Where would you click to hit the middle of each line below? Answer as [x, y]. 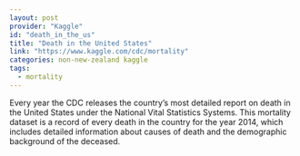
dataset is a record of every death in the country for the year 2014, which [146, 122]
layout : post [34, 18]
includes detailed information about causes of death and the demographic [148, 132]
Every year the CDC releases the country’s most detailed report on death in [150, 102]
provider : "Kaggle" [46, 26]
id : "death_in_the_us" [52, 34]
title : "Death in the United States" [81, 43]
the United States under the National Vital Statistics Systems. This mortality [150, 112]
